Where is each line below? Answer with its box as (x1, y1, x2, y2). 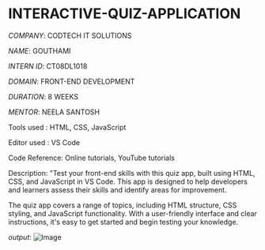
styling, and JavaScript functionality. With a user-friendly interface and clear (8, 208, 257, 218)
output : (8, 232, 32, 241)
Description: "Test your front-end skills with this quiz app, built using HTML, (8, 168, 256, 177)
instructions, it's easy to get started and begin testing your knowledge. (8, 217, 239, 226)
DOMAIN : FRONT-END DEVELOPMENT (8, 76, 135, 86)
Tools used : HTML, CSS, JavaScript (8, 122, 127, 132)
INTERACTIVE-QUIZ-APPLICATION (8, 5, 241, 23)
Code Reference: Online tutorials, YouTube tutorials (8, 153, 176, 162)
